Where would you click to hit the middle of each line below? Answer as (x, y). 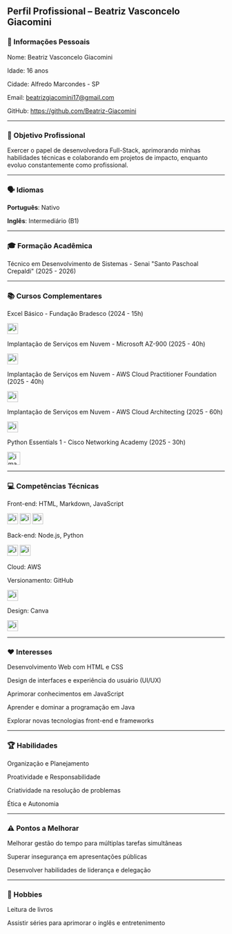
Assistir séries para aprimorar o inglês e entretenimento (86, 923)
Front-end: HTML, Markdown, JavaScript (66, 504)
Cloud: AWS (24, 567)
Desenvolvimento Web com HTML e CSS (65, 667)
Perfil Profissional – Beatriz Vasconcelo (94, 11)
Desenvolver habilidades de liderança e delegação (79, 870)
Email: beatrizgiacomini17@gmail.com (61, 97)
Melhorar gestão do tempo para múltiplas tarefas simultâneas (95, 843)
